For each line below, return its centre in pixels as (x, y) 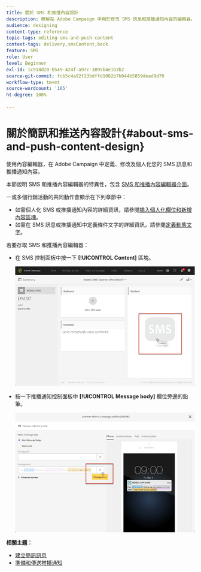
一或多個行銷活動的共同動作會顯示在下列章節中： (66, 197)
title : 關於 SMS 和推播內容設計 (42, 13)
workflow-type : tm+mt (33, 82)
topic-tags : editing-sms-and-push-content (60, 38)
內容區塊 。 (28, 217)
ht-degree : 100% (26, 95)
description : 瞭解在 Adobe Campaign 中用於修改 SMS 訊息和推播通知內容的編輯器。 (101, 19)
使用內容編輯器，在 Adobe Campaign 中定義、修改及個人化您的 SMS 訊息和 (99, 164)
